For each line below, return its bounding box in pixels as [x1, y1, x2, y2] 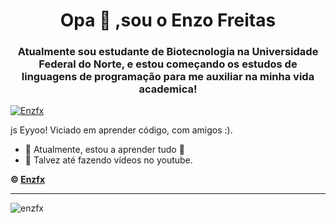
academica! [138, 82, 198, 96]
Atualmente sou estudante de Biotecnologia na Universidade [17, 45, 319, 59]
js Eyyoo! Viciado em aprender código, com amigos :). [10, 124, 233, 136]
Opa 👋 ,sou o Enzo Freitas [59, 9, 277, 32]
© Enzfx [10, 174, 46, 186]
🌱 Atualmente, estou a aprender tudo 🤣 [24, 144, 185, 156]
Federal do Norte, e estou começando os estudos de [38, 57, 298, 71]
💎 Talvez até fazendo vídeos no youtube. [24, 154, 193, 166]
